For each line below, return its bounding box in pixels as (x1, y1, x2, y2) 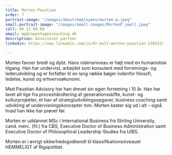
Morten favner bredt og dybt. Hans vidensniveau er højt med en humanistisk (5, 60, 167, 66)
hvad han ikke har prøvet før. (5, 107, 66, 113)
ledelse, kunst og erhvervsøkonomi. (5, 75, 81, 82)
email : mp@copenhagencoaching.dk (5, 31, 77, 36)
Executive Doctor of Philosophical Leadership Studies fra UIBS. (5, 128, 139, 134)
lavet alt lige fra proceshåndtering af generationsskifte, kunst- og (5, 91, 143, 98)
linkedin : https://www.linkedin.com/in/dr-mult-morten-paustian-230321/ (5, 41, 164, 46)
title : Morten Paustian (5, 7, 56, 13)
